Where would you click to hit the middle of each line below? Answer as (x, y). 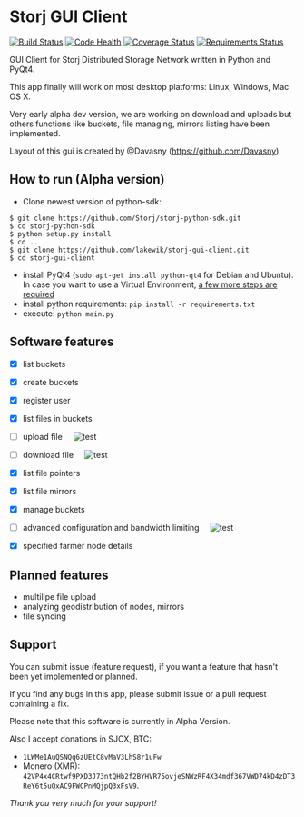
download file (48, 454)
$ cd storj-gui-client (52, 258)
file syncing (44, 616)
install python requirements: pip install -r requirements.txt (139, 304)
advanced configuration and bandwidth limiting (111, 528)
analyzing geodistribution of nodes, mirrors (103, 607)
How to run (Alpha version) (87, 179)
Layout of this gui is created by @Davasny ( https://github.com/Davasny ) (144, 151)
